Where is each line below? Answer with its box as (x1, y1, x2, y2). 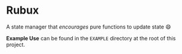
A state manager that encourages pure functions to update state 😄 (6, 23, 171, 30)
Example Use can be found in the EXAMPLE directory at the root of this (6, 34, 176, 42)
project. (6, 41, 26, 48)
